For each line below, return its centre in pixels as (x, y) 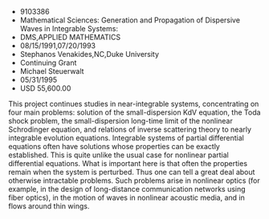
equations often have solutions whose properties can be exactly (114, 146)
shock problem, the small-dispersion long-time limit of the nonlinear (120, 121)
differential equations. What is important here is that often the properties (128, 163)
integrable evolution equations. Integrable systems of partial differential (126, 138)
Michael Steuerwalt (52, 71)
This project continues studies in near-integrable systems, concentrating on (134, 104)
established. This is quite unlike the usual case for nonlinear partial (118, 155)
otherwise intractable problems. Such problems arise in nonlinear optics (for (134, 180)
